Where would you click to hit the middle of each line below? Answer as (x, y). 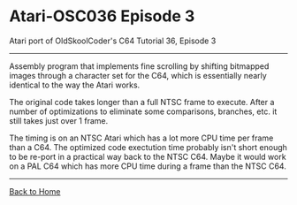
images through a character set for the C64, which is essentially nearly (138, 75)
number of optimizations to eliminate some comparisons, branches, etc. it (143, 111)
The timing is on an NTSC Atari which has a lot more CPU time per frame (141, 138)
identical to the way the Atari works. (75, 85)
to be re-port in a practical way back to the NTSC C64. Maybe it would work (148, 156)
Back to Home (35, 191)
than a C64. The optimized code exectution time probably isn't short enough (148, 147)
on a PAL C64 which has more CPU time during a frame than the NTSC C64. (148, 166)
